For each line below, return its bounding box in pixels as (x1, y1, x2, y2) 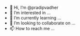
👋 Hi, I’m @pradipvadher (9, 5, 59, 10)
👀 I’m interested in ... (9, 10, 51, 16)
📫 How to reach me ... (9, 26, 55, 31)
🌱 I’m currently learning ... (9, 15, 62, 20)
